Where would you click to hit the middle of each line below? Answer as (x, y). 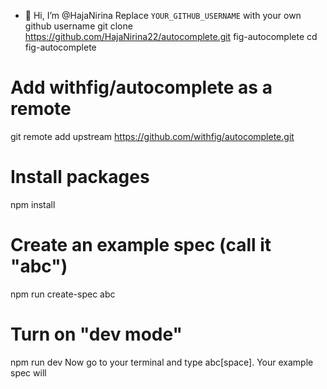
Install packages (80, 177)
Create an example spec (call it (141, 245)
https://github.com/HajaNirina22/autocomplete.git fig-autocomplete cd (171, 36)
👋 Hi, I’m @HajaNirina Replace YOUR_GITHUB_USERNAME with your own (163, 15)
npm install (33, 204)
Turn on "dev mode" (96, 334)
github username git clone (78, 26)
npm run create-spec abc (63, 294)
